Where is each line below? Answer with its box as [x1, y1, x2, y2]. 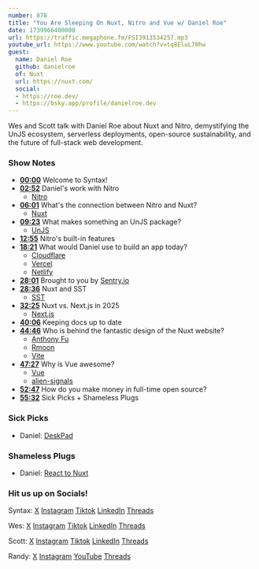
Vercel [31, 259, 53, 269]
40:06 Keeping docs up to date [19, 318, 122, 327]
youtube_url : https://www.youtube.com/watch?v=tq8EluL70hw [8, 41, 206, 49]
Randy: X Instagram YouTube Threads [8, 552, 131, 561]
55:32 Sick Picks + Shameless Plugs [19, 393, 139, 403]
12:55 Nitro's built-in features [19, 234, 116, 244]
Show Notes [8, 158, 56, 169]
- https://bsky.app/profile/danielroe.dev [15, 99, 157, 107]
